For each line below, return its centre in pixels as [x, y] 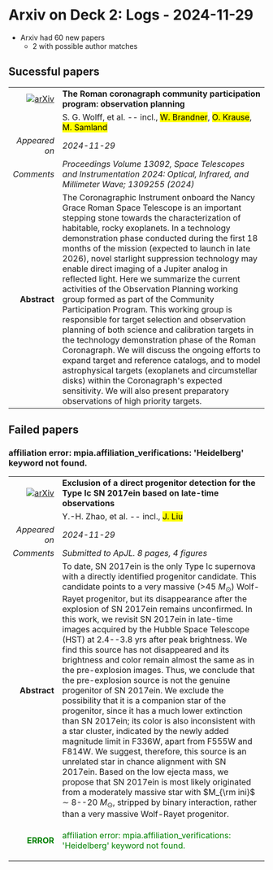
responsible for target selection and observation [154, 319]
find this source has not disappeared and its [146, 649]
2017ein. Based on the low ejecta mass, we [145, 772]
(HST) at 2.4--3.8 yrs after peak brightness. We [155, 639]
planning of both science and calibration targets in [158, 330]
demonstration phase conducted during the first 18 [160, 238]
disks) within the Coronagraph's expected [142, 380]
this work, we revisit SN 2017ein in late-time [147, 619]
